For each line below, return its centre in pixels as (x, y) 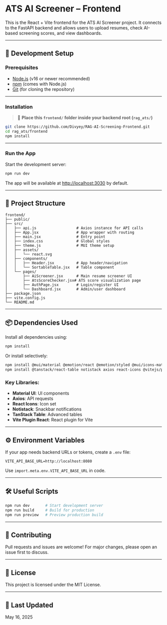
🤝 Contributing (28, 535)
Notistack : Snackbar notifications (47, 409)
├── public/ (17, 219)
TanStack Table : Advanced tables (47, 415)
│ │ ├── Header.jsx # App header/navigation (66, 263)
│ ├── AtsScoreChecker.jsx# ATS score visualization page (73, 280)
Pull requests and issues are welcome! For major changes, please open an (81, 547)
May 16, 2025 (19, 617)
